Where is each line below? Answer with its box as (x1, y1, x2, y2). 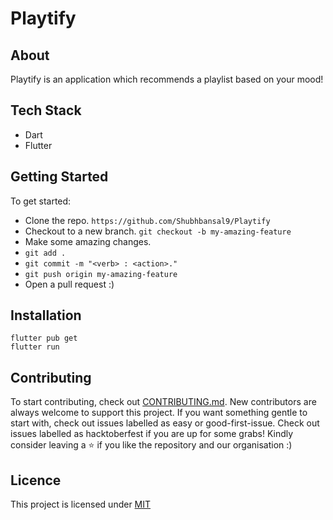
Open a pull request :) (24, 278, 115, 290)
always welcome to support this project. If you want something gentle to (10, 407, 308, 419)
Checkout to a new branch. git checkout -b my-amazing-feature (24, 225, 292, 237)
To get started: (10, 195, 72, 207)
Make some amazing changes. (24, 235, 152, 247)
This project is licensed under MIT (10, 498, 152, 511)
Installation (10, 307, 82, 324)
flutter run (10, 342, 60, 352)
